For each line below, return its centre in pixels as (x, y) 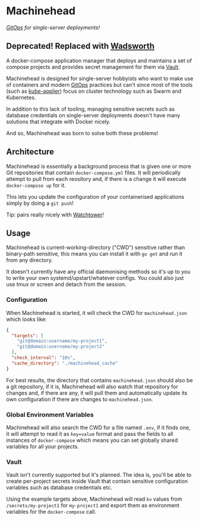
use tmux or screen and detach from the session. (66, 285)
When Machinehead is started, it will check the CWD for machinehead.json (97, 313)
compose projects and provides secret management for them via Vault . (93, 67)
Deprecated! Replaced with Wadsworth (80, 46)
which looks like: (26, 319)
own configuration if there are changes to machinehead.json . (80, 399)
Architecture (30, 152)
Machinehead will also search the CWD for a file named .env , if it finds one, (98, 428)
